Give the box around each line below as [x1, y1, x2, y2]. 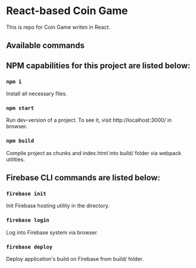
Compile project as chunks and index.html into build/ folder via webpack [6, 149, 181, 156]
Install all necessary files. [6, 90, 68, 98]
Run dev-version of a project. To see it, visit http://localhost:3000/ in [6, 116, 172, 124]
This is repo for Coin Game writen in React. [6, 24, 111, 31]
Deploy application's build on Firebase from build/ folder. [6, 255, 144, 262]
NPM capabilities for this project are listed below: [6, 61, 191, 71]
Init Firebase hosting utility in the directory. [6, 202, 110, 209]
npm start [6, 105, 34, 111]
